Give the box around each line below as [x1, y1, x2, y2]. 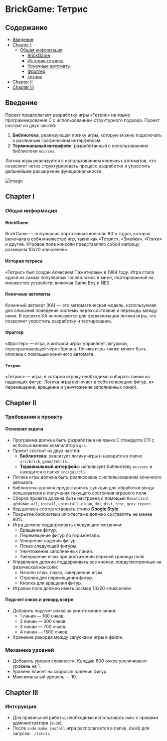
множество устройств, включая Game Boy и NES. [5, 280, 111, 286]
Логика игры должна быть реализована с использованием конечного [12, 474, 162, 480]
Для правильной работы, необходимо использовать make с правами [12, 714, 159, 721]
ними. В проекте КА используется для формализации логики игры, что [5, 312, 157, 318]
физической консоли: [12, 564, 58, 570]
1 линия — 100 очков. [19, 613, 65, 619]
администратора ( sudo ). [12, 720, 63, 726]
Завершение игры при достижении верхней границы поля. [19, 553, 146, 559]
